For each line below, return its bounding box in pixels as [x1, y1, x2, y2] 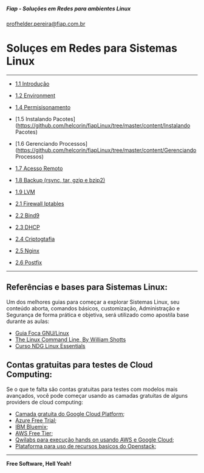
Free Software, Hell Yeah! [6, 460, 72, 467]
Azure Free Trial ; [15, 417, 57, 424]
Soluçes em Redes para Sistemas [6, 41, 178, 55]
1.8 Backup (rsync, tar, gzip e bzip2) [15, 176, 106, 183]
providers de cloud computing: [6, 398, 83, 406]
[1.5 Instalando [15, 115, 52, 123]
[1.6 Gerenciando [15, 140, 58, 147]
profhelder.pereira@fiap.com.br [6, 20, 86, 27]
